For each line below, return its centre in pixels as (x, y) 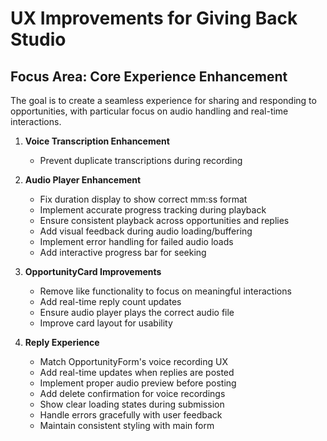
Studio (38, 39)
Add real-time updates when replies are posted (137, 372)
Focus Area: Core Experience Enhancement (149, 76)
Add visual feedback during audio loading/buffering (146, 231)
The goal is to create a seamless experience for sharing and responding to (163, 100)
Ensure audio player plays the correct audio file (137, 312)
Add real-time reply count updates (110, 301)
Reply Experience (62, 342)
